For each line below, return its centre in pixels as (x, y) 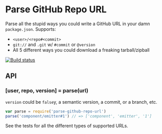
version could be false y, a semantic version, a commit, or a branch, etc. (81, 102)
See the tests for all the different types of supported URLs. (67, 126)
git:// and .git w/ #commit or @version (54, 44)
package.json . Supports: (31, 29)
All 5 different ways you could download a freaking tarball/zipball (81, 50)
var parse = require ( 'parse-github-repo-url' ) (56, 111)
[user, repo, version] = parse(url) (47, 91)
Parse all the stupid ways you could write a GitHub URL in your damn (78, 24)
